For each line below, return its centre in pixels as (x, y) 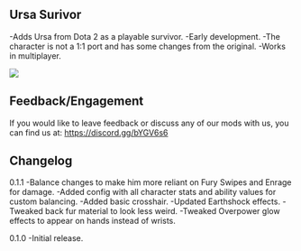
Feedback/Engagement (77, 102)
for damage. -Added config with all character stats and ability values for (143, 192)
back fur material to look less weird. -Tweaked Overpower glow (163, 211)
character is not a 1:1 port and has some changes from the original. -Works (148, 46)
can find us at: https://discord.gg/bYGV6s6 (89, 132)
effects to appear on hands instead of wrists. (92, 221)
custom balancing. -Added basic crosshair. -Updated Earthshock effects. (145, 201)
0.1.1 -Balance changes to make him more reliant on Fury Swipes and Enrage (150, 182)
